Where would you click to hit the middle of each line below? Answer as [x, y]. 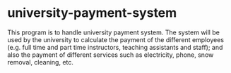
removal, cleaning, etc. [41, 62]
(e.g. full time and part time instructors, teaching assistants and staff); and [115, 47]
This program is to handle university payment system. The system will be [114, 32]
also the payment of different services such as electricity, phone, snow [111, 55]
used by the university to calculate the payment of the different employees [116, 39]
